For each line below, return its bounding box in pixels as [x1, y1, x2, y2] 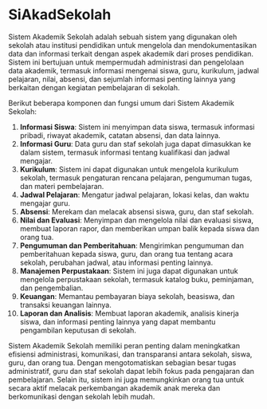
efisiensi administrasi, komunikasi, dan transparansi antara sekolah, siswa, [8, 349, 253, 359]
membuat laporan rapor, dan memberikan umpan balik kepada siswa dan [19, 223, 260, 233]
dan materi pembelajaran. [19, 181, 104, 191]
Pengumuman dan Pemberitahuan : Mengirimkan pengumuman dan [19, 241, 245, 250]
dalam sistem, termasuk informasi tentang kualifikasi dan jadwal [19, 147, 230, 157]
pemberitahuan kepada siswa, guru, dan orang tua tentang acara [19, 249, 234, 258]
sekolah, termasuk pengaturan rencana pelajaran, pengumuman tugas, [19, 173, 253, 183]
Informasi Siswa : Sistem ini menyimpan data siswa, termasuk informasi [19, 122, 255, 132]
